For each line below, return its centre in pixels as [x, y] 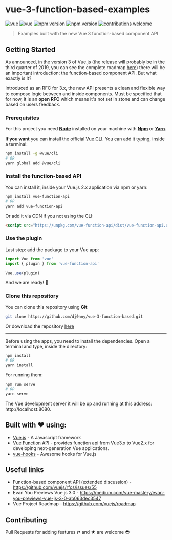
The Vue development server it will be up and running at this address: [79, 403]
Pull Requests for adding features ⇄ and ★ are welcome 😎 [68, 532]
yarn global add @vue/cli [33, 163]
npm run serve [20, 385]
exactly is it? [18, 78]
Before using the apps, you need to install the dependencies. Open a [78, 341]
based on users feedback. [33, 104]
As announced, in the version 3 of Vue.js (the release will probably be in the [85, 62]
